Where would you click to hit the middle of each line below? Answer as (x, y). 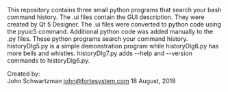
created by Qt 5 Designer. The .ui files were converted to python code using (114, 24)
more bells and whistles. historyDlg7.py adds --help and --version (100, 53)
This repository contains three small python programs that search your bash (114, 10)
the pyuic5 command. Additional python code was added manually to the (110, 31)
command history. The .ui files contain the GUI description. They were (106, 17)
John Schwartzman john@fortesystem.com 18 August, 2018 (91, 81)
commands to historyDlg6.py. (49, 60)
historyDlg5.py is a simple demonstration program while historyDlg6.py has (113, 46)
